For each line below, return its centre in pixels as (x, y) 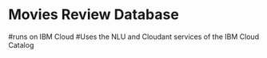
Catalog (21, 44)
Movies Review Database (94, 15)
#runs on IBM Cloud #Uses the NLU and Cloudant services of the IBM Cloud (134, 37)
